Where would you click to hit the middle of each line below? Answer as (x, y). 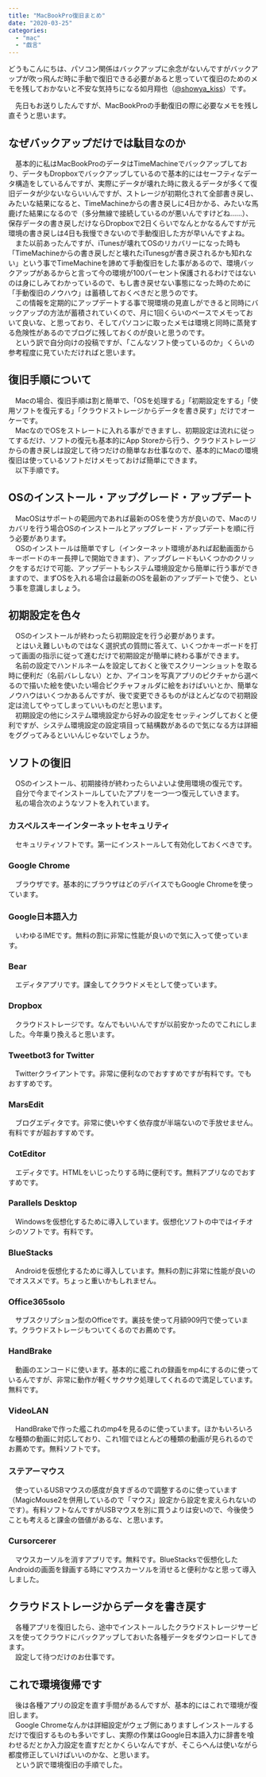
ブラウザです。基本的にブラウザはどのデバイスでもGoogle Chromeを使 (131, 884)
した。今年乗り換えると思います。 (64, 1034)
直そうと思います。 (39, 115)
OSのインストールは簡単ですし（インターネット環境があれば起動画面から (135, 548)
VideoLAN (29, 1410)
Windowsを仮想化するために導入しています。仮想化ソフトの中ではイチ (131, 1221)
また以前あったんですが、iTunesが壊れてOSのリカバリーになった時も (127, 242)
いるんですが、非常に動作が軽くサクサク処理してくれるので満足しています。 (133, 1379)
